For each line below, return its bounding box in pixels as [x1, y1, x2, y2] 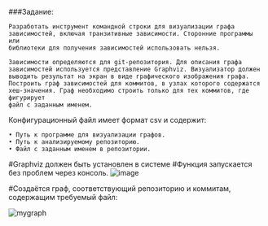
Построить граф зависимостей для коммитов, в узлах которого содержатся [8, 80, 261, 88]
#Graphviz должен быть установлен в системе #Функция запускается [8, 159, 253, 169]
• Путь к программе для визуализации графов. [8, 131, 165, 139]
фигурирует [8, 93, 46, 102]
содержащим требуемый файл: [8, 193, 118, 202]
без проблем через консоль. [8, 168, 108, 177]
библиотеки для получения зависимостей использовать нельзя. [8, 44, 221, 52]
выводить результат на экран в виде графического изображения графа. [8, 72, 250, 80]
